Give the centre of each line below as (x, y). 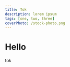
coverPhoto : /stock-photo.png (35, 23)
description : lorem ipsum (31, 14)
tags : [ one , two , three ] (30, 18)
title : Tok (16, 9)
